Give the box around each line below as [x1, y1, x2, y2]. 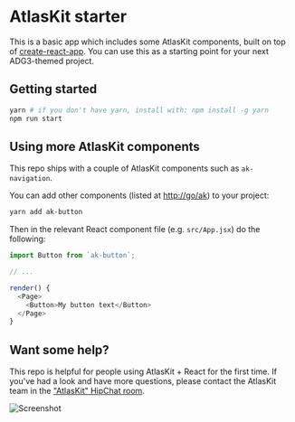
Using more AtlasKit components [9, 138, 201, 155]
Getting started [9, 81, 98, 97]
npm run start [9, 114, 63, 123]
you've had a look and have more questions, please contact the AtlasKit [9, 376, 277, 387]
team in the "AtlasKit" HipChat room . [9, 386, 145, 397]
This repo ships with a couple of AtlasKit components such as [9, 163, 240, 173]
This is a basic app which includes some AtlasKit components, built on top [9, 36, 287, 47]
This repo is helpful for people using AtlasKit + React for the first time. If [9, 366, 278, 377]
